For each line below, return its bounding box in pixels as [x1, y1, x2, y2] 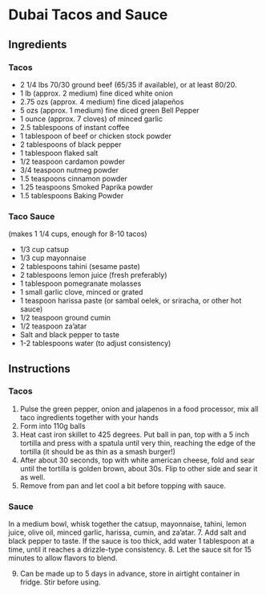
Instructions [8, 361, 71, 375]
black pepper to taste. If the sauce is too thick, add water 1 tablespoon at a [8, 536, 255, 546]
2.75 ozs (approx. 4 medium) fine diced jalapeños [19, 96, 184, 106]
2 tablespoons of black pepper [19, 139, 122, 149]
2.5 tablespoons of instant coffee [19, 122, 130, 132]
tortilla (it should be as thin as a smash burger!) [19, 446, 176, 456]
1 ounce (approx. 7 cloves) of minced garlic [19, 114, 163, 124]
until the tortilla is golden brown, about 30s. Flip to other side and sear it [19, 463, 258, 473]
